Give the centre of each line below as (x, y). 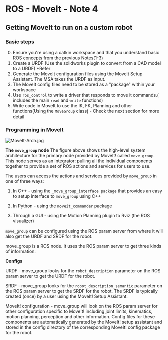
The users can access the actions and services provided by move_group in (81, 176)
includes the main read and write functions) (58, 100)
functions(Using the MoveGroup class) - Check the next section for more (86, 111)
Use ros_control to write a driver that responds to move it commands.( (86, 95)
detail (18, 117)
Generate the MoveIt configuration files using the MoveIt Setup (77, 74)
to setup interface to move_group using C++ (57, 196)
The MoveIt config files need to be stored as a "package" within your (84, 84)
